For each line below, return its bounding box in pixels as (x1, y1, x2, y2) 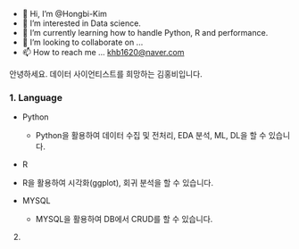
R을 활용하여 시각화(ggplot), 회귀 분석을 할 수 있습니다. (21, 178, 214, 188)
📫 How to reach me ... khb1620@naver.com (21, 47, 185, 57)
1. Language (9, 91, 62, 104)
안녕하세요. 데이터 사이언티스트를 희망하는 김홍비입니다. (9, 69, 203, 79)
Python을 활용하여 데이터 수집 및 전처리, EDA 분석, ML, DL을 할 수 (35, 130, 267, 141)
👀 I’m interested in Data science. (21, 18, 141, 29)
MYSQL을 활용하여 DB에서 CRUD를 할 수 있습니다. (35, 214, 213, 225)
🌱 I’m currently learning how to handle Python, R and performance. (21, 28, 269, 37)
